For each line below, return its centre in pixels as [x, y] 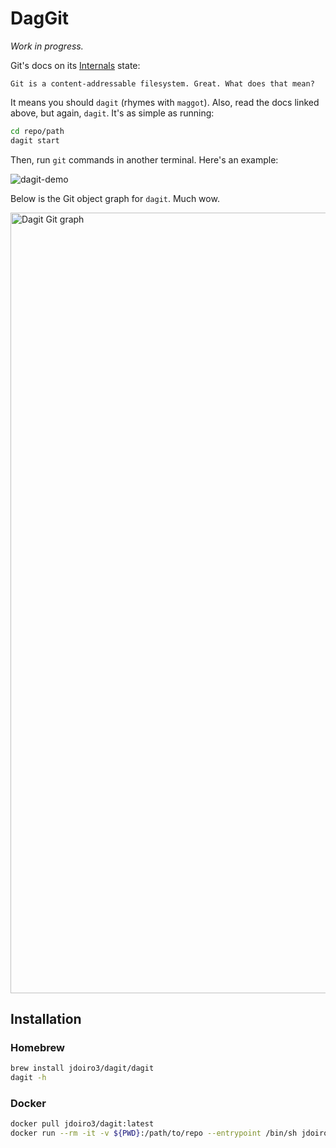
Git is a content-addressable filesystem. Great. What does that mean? [162, 83]
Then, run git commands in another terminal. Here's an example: [144, 159]
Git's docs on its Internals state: [75, 65]
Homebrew [37, 1047]
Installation [46, 1019]
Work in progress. [47, 46]
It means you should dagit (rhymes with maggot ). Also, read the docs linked [165, 102]
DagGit [40, 18]
